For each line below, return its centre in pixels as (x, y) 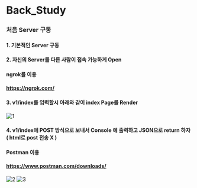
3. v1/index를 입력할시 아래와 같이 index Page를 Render (72, 103)
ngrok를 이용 (21, 74)
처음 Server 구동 (29, 30)
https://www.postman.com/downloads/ (56, 166)
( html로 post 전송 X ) (32, 138)
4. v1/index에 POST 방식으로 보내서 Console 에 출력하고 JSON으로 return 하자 (98, 130)
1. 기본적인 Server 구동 (33, 45)
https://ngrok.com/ (30, 88)
